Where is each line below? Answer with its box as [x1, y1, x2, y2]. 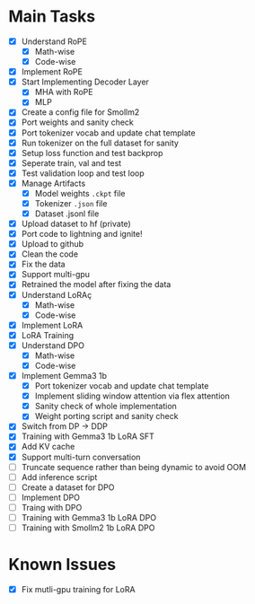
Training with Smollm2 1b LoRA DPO [21, 522, 155, 533]
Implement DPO [21, 492, 80, 503]
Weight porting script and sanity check [34, 411, 179, 422]
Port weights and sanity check [21, 117, 134, 127]
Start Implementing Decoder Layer [21, 76, 150, 87]
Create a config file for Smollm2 [21, 107, 140, 118]
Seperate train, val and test [21, 157, 122, 168]
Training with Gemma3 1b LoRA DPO [21, 512, 157, 522]
